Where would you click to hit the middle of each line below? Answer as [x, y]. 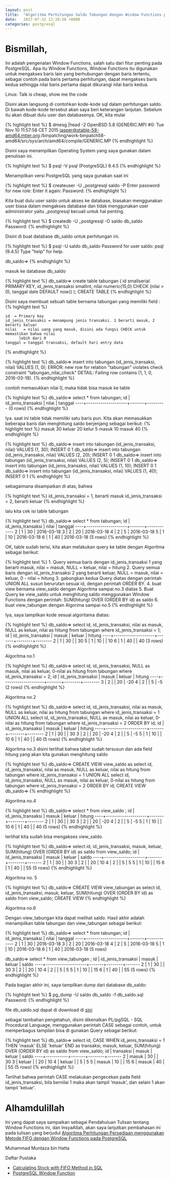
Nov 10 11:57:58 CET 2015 [32, 130]
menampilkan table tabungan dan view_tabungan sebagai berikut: [74, 923]
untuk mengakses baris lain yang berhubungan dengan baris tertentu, [78, 74]
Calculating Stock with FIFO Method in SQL [57, 1168]
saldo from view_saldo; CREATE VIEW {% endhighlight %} [66, 898]
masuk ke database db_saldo [36, 271]
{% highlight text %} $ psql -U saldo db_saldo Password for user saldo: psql [84, 246]
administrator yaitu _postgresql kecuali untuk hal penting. [65, 212]
